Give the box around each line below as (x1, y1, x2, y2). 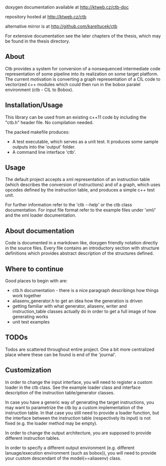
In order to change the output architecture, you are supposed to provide (5, 430, 152, 436)
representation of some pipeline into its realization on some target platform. (5, 71, 159, 77)
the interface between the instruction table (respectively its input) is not (5, 415, 151, 421)
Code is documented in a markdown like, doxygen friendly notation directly (5, 240, 158, 246)
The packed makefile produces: (5, 129, 70, 135)
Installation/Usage (5, 101, 63, 109)
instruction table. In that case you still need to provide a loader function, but (5, 410, 160, 416)
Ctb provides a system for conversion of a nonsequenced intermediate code (5, 65, 161, 71)
